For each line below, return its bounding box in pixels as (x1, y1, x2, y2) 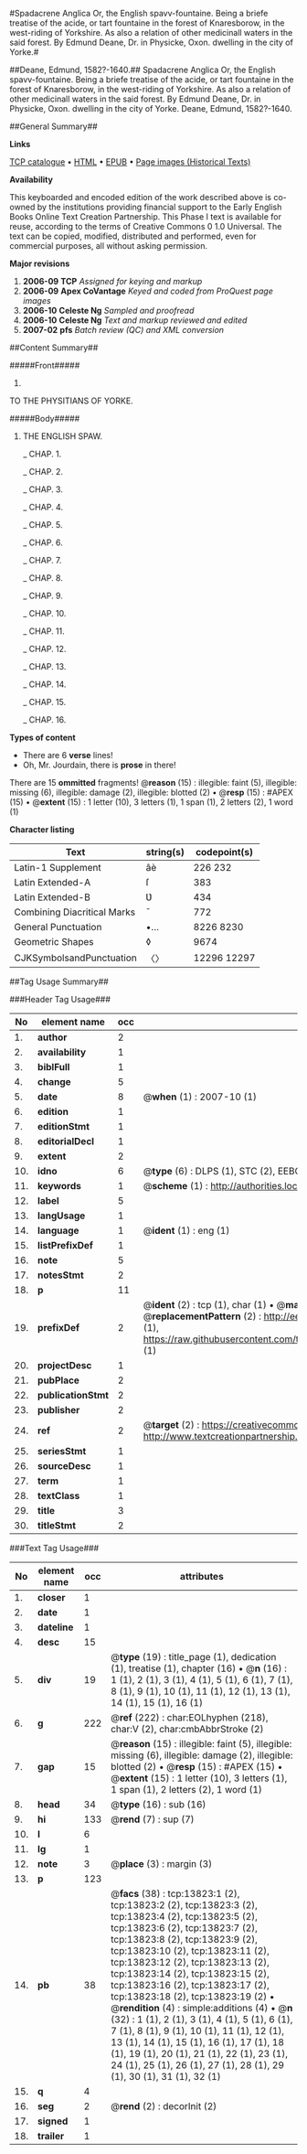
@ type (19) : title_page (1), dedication (111, 1651, 277, 1663)
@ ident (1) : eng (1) (143, 1225, 230, 1237)
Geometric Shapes (14, 936, 94, 948)
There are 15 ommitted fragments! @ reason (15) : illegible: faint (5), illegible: (9, 777, 298, 788)
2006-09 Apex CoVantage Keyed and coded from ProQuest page (22, 285, 274, 296)
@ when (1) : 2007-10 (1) (143, 1090, 258, 1103)
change (37, 1076, 71, 1088)
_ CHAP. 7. (22, 555, 62, 565)
